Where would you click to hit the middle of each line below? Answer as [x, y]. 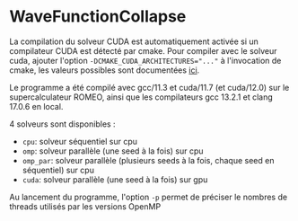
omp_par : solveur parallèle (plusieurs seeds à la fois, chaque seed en [148, 160]
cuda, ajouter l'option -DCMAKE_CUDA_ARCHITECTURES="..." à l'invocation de [145, 60]
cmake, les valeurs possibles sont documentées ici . [105, 70]
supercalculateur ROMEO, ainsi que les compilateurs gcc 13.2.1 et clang [141, 97]
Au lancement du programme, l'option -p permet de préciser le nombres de [149, 197]
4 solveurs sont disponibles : [62, 124]
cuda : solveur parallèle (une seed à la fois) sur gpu [115, 179]
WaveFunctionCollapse [98, 17]
